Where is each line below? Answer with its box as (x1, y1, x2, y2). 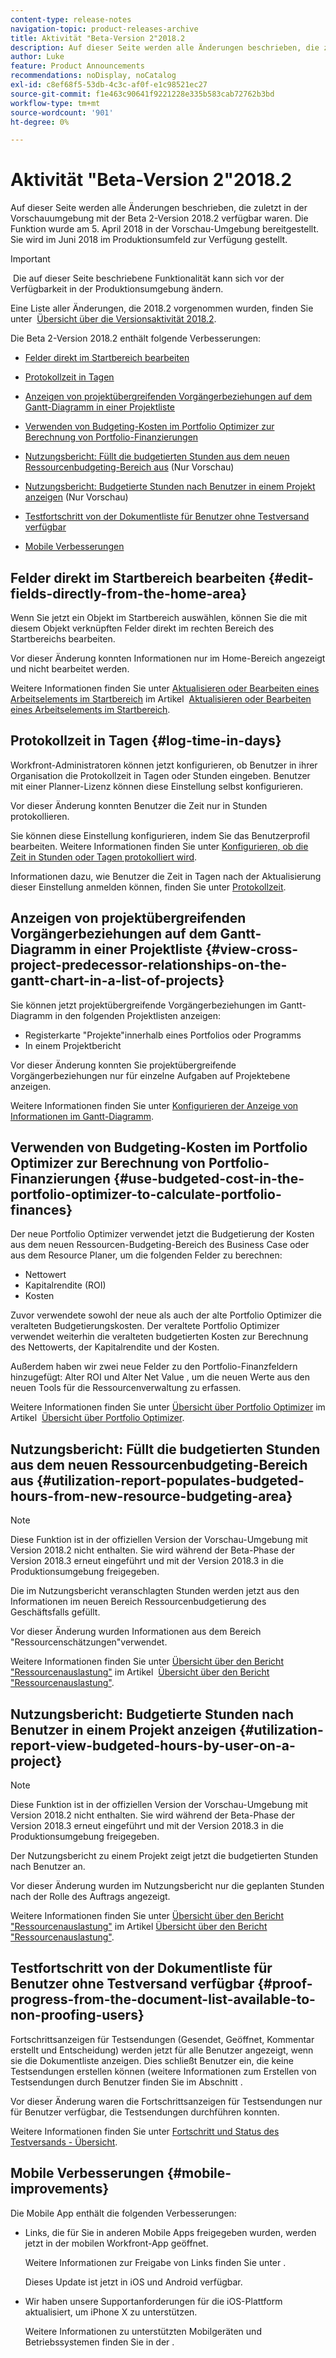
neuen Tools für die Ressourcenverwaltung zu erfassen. (10, 1382, 242, 1394)
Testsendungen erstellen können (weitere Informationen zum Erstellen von (10, 2065, 317, 2077)
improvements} (10, 2181, 110, 2198)
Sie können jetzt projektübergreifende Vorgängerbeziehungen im (10, 999, 278, 1011)
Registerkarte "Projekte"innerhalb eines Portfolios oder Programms (24, 1029, 302, 1041)
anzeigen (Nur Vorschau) (24, 491, 129, 503)
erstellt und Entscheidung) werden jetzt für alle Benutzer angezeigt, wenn (10, 2044, 314, 2056)
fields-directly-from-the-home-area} (10, 585, 248, 602)
